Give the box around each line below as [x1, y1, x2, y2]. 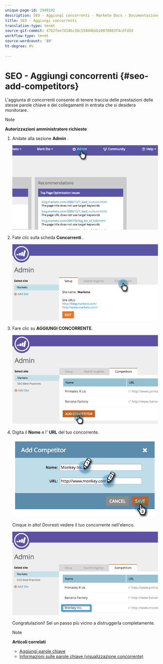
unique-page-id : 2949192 [5, 8, 55, 13]
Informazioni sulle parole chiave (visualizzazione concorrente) [19, 654, 144, 660]
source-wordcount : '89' [5, 39, 53, 44]
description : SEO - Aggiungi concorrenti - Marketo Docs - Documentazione [5, 13, 160, 18]
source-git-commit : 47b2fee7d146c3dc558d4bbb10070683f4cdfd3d [5, 28, 133, 34]
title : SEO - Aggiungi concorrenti [5, 18, 77, 23]
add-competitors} [5, 81, 79, 92]
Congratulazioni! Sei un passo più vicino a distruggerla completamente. [12, 620, 155, 626]
